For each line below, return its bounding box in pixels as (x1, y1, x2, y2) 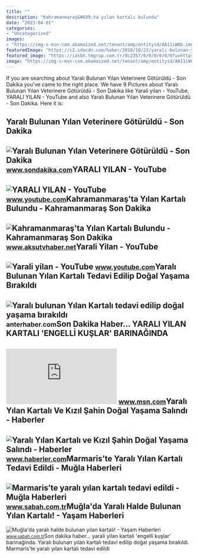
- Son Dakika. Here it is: (6, 99, 64, 107)
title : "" (6, 8, 31, 15)
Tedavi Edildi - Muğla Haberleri (6, 463, 122, 473)
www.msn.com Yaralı (118, 396, 187, 407)
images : (6, 36, 25, 42)
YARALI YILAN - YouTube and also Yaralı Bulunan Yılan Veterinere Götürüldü (6, 93, 191, 101)
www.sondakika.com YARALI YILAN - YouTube (6, 165, 167, 175)
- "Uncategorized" (6, 31, 51, 37)
